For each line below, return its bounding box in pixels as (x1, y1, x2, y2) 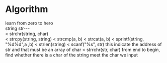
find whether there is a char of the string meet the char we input (5, 51, 138, 58)
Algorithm (5, 3, 48, 15)
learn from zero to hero (5, 20, 53, 26)
